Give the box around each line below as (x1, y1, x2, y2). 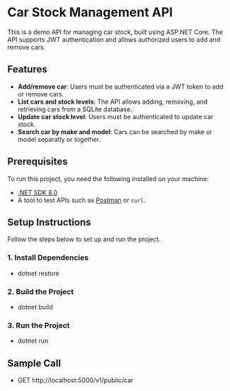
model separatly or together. (17, 135, 101, 143)
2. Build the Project (7, 287, 74, 297)
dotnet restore (17, 269, 59, 277)
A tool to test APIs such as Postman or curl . (17, 196, 146, 204)
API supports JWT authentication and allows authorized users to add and (7, 35, 221, 43)
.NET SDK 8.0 (17, 188, 58, 197)
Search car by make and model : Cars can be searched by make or (17, 127, 213, 136)
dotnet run (17, 336, 49, 345)
